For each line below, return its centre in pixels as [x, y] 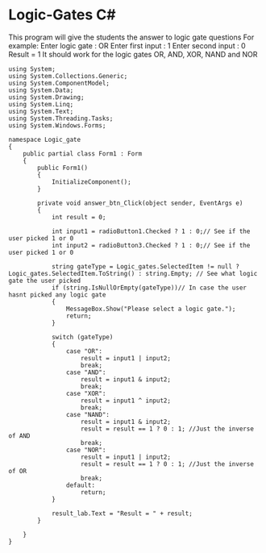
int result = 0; [79, 217]
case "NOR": [86, 450]
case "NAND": [88, 414]
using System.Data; [41, 90]
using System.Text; [41, 111]
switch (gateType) [82, 337]
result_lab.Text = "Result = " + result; [122, 513]
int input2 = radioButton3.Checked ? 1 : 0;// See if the [151, 245]
